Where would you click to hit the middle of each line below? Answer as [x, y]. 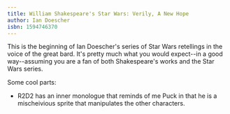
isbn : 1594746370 [33, 27]
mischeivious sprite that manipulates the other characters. [101, 104]
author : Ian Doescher [39, 20]
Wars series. [25, 69]
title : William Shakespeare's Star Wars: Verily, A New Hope [98, 14]
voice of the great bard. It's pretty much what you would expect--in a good [115, 54]
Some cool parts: [32, 83]
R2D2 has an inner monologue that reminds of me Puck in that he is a [117, 96]
